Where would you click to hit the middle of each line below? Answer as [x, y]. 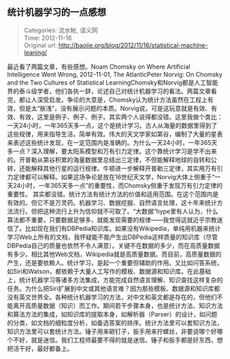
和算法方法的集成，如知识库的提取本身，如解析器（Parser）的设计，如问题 [112, 314]
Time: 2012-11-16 [48, 38]
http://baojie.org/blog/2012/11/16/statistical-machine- [133, 45]
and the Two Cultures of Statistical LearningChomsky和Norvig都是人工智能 [113, 82]
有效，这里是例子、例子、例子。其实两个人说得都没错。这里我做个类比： [121, 117]
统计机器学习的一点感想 [56, 12]
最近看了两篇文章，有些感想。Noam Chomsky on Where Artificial [99, 67]
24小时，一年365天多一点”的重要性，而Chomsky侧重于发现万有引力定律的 [118, 185]
